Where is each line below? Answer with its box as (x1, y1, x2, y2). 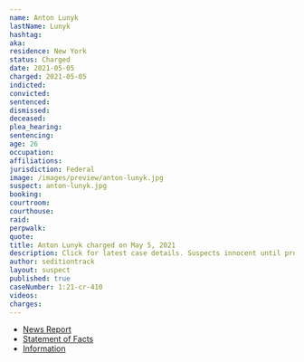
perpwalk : (9, 224, 47, 233)
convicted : (9, 89, 51, 98)
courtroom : (9, 198, 51, 208)
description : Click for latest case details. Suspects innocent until (9, 249, 281, 258)
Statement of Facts (22, 334, 94, 345)
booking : (9, 190, 43, 199)
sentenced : (9, 97, 51, 107)
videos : (9, 291, 39, 300)
